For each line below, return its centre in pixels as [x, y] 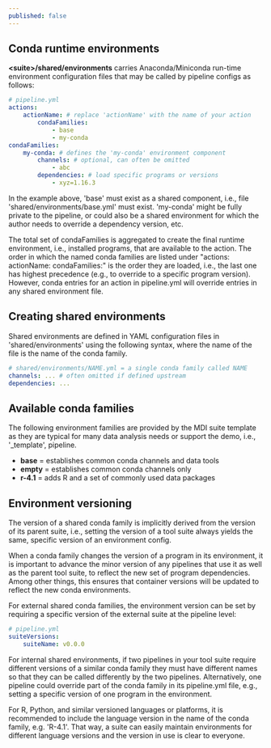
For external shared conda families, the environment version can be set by [132, 606]
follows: [21, 85]
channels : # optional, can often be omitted [114, 160]
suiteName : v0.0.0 [54, 644]
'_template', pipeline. [42, 445]
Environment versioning [70, 503]
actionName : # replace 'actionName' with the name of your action [137, 115]
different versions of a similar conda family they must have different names [133, 668]
